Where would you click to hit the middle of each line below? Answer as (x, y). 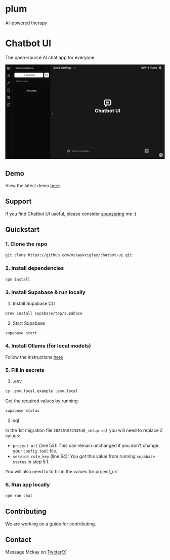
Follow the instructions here (34, 357)
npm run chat (19, 496)
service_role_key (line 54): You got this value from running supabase (84, 456)
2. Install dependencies (35, 268)
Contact (18, 540)
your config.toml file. (35, 451)
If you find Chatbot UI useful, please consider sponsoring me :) (71, 214)
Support (18, 202)
